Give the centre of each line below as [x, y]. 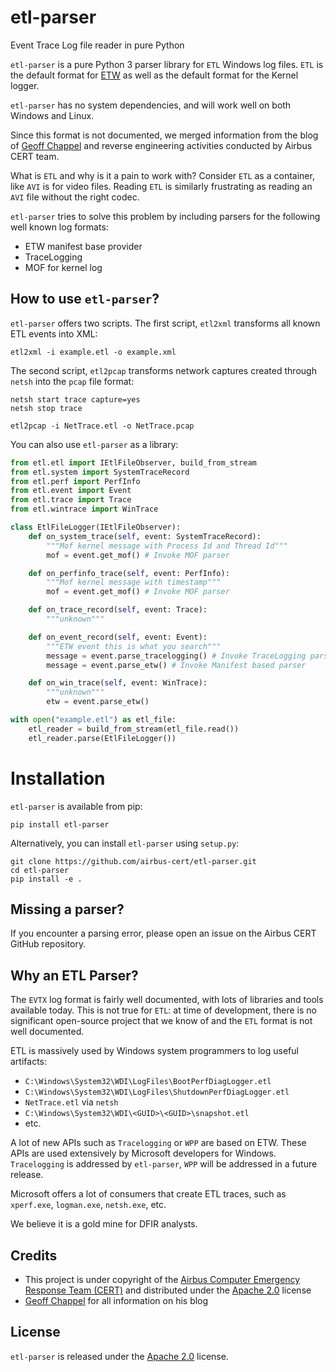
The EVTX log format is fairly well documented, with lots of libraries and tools [167, 1000]
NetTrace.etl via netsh [71, 1102]
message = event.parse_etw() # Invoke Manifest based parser [176, 665]
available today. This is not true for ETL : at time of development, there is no [163, 1010]
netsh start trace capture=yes [75, 399]
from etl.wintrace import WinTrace [84, 509]
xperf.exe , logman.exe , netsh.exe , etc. [88, 1205]
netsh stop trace [46, 408]
